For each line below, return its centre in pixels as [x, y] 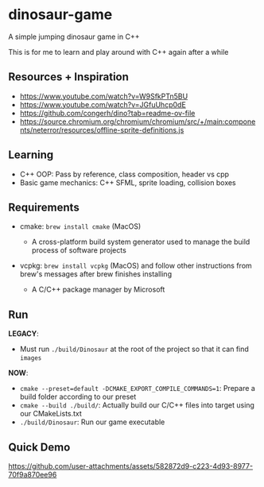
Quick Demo [39, 447]
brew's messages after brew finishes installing [96, 274]
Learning [31, 155]
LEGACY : [23, 334]
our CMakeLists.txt [50, 414]
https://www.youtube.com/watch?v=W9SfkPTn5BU [104, 96]
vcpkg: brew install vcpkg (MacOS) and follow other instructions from [136, 266]
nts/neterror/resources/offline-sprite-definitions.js [102, 129]
